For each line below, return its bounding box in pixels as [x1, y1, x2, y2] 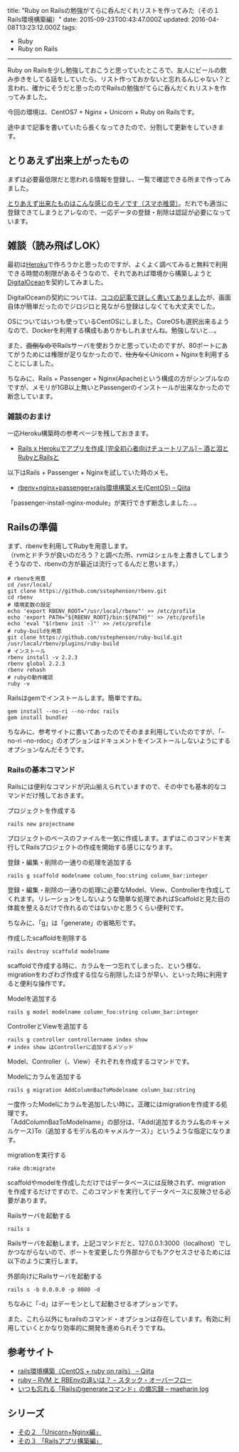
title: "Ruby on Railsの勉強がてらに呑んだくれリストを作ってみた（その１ [7, 6, 220, 14]
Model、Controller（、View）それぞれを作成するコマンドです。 [7, 1057, 193, 1066]
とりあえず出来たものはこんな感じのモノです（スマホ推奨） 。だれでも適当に [7, 199, 229, 207]
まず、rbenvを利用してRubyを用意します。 [7, 541, 132, 550]
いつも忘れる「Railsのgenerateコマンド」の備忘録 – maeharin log [17, 1384, 209, 1393]
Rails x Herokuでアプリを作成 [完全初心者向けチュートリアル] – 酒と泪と [17, 444, 229, 453]
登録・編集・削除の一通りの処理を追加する [7, 858, 132, 867]
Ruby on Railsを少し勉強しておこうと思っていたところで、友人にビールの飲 [7, 66, 227, 74]
